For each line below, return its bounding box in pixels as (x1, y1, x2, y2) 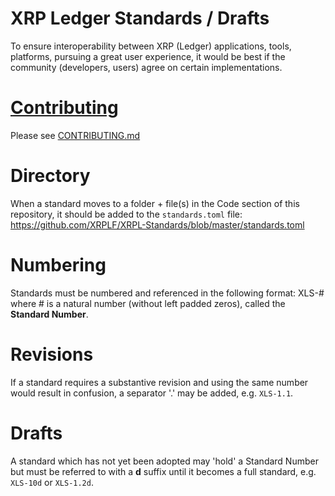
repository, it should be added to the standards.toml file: (10, 208, 243, 220)
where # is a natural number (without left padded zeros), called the (10, 297, 286, 309)
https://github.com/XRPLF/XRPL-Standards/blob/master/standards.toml (10, 218, 305, 231)
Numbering (10, 254, 107, 276)
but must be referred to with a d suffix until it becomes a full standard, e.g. (10, 465, 317, 477)
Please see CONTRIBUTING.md (10, 129, 141, 141)
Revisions (10, 343, 94, 366)
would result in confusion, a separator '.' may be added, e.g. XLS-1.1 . (10, 387, 294, 399)
